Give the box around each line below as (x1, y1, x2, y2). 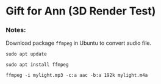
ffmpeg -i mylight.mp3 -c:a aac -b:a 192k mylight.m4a (5, 73, 148, 79)
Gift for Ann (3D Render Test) (5, 4, 156, 18)
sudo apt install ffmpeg (5, 62, 69, 68)
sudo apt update (5, 51, 47, 57)
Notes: (5, 26, 26, 34)
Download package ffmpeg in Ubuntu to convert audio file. (5, 39, 152, 47)
